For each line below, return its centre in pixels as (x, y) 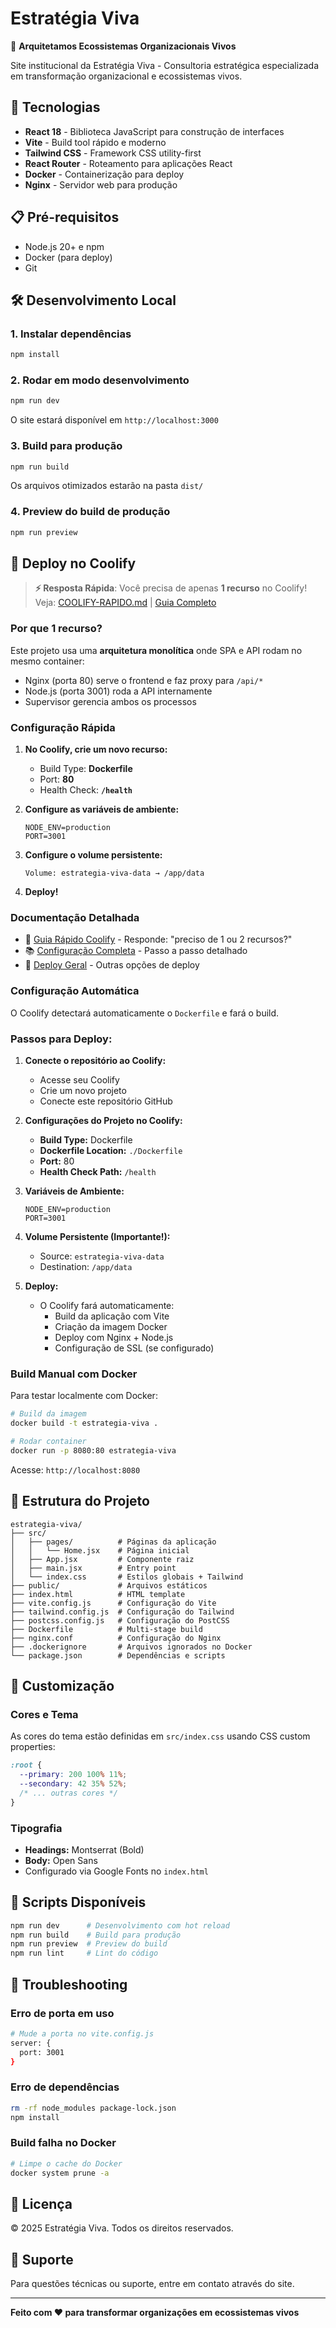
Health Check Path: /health (98, 1171)
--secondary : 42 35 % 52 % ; (73, 1783)
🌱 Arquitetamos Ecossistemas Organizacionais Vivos (123, 46)
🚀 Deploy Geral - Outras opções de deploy (112, 965)
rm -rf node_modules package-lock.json (93, 2108)
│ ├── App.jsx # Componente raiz (102, 1559)
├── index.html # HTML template (98, 1594)
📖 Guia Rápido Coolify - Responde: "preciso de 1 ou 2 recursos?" (158, 939)
